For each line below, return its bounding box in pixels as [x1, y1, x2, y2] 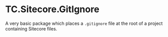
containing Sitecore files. [5, 25, 57, 31]
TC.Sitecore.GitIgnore [5, 4, 100, 15]
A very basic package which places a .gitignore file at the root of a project [5, 20, 163, 26]
